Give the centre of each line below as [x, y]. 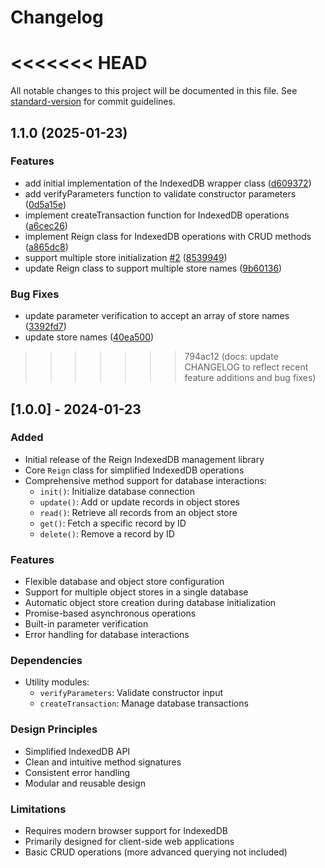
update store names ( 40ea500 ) [89, 337]
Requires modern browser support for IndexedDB [126, 830]
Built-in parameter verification [86, 624]
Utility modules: [57, 682]
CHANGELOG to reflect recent [246, 367]
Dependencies [46, 661]
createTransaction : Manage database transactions [144, 703]
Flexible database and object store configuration [124, 582]
